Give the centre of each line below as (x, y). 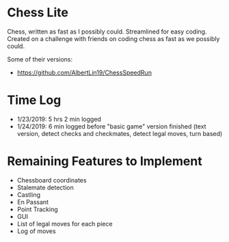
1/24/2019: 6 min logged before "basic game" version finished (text (111, 126)
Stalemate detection (45, 187)
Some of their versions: (40, 59)
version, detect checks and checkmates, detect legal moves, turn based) (120, 133)
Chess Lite (38, 13)
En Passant (33, 202)
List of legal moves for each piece (65, 224)
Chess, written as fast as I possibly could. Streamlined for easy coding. (107, 31)
